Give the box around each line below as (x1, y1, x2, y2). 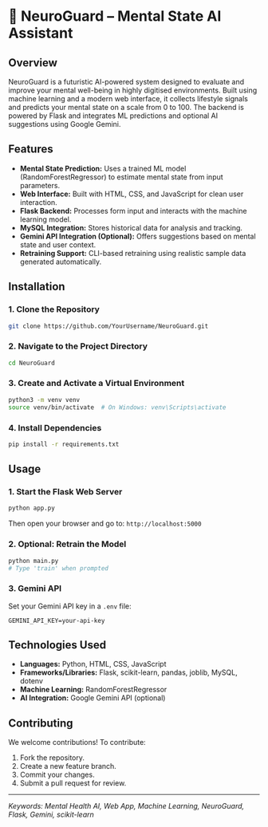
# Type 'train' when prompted (8, 564, 109, 573)
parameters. (19, 180, 61, 190)
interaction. (19, 197, 57, 207)
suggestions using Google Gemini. (8, 120, 121, 128)
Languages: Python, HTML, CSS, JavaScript (19, 660, 167, 669)
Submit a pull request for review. (19, 778, 127, 788)
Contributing (8, 716, 73, 730)
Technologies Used (8, 638, 106, 652)
